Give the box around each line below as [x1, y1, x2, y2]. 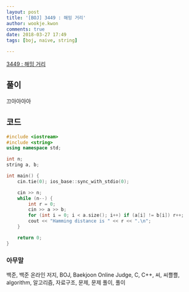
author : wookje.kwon [6, 20, 59, 26]
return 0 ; [17, 234, 43, 241]
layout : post [6, 9, 40, 15]
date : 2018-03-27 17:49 [6, 32, 67, 38]
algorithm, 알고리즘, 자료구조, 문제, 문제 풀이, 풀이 [6, 279, 126, 286]
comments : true [6, 26, 45, 32]
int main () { [6, 173, 40, 179]
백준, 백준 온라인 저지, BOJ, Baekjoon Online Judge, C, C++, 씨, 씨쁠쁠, [6, 271, 180, 279]
